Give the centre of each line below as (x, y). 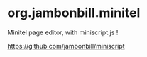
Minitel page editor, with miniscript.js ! (63, 32)
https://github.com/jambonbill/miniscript (66, 46)
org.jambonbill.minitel (74, 13)
